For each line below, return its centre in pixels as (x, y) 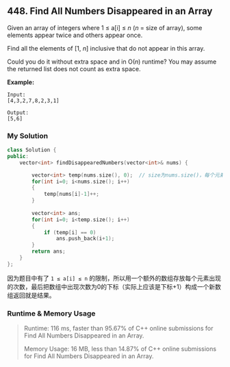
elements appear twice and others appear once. (75, 35)
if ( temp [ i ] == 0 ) (70, 232)
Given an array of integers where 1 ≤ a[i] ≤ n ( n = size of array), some (105, 27)
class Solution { (32, 150)
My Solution (28, 136)
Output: (18, 112)
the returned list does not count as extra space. (74, 68)
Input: (16, 94)
